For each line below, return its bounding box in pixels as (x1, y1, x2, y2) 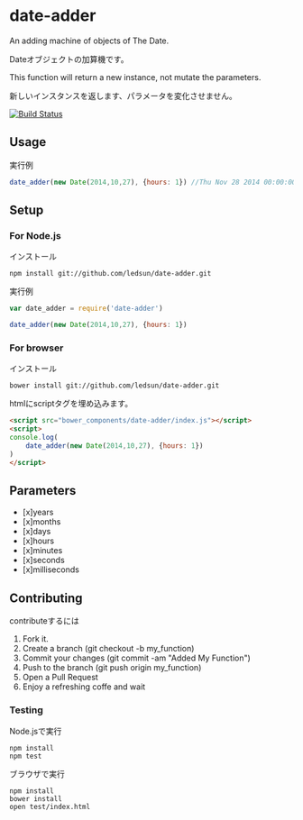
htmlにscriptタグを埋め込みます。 (9, 398, 133, 409)
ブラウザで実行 (9, 768, 65, 779)
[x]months (22, 516, 61, 527)
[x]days (22, 526, 51, 537)
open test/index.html (9, 802, 91, 811)
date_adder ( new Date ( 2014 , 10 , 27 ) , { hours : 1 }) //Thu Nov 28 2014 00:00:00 (9, 178, 297, 187)
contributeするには (9, 615, 79, 626)
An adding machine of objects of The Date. (9, 35, 170, 46)
